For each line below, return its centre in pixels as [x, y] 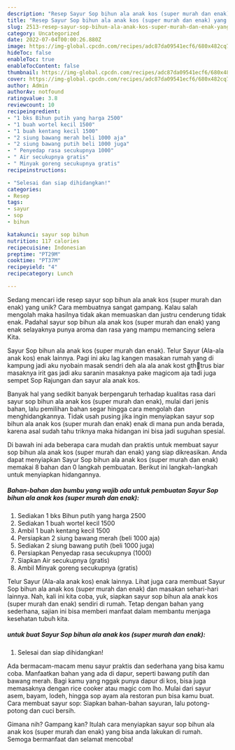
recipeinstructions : [37, 170]
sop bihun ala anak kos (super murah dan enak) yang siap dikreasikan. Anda [117, 452]
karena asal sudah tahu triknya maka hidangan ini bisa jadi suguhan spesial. [116, 431]
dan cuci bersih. [52, 710]
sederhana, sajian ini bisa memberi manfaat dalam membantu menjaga [109, 611]
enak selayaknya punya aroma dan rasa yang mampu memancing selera [111, 329]
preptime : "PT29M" [34, 254]
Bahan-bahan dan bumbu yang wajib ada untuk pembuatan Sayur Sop [113, 491]
